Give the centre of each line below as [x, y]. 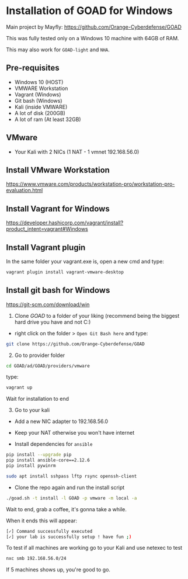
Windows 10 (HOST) [39, 82]
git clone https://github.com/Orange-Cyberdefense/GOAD [75, 344]
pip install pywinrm [31, 466]
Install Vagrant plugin [46, 247]
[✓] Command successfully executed [49, 531]
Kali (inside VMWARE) [41, 107]
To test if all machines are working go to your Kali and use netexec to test [94, 548]
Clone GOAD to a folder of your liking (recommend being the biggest [97, 315]
